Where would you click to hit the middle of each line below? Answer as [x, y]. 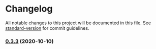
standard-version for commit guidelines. [47, 28]
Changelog [29, 9]
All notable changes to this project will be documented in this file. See [78, 23]
